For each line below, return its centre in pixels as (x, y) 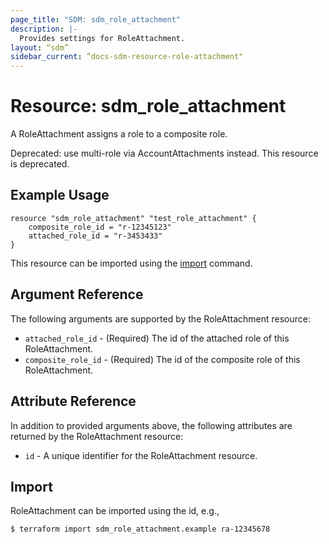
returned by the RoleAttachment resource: (97, 436)
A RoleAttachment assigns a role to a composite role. (119, 134)
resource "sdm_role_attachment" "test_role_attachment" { (133, 218)
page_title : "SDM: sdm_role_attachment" (96, 19)
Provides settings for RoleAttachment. (102, 38)
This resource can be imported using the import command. (131, 263)
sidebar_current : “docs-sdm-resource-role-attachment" (127, 57)
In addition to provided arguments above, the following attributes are (151, 425)
